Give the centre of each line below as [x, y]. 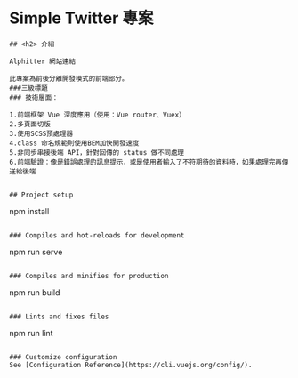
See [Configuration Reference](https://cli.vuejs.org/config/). [131, 365]
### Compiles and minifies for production [89, 276]
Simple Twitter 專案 [81, 18]
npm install [29, 211]
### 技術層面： [34, 97]
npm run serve [36, 252]
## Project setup [41, 195]
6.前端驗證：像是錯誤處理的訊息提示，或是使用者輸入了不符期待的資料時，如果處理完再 [145, 162]
